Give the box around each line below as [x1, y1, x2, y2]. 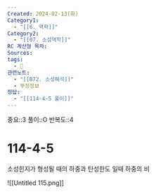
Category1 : [7, 17, 39, 24]
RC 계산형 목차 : [7, 43, 48, 50]
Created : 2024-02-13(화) [7, 10, 79, 18]
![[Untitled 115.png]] [7, 179, 65, 187]
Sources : [7, 50, 33, 57]
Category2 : [7, 30, 39, 37]
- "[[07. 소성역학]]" [13, 37, 72, 44]
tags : [7, 56, 23, 63]
